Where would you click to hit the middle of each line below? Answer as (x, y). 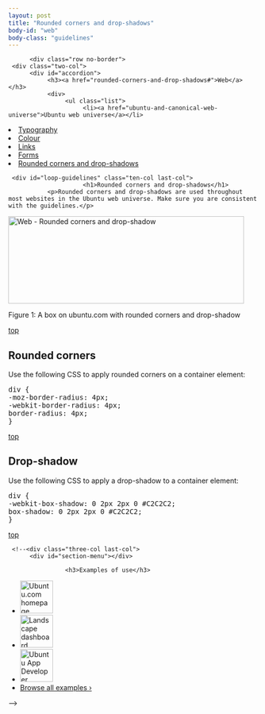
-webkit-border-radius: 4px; (65, 405)
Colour (29, 138)
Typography (38, 130)
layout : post (30, 15)
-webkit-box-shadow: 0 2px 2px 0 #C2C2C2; (92, 504)
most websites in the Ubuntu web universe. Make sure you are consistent (133, 199)
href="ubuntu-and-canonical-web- (163, 108)
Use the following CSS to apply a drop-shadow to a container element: (124, 481)
